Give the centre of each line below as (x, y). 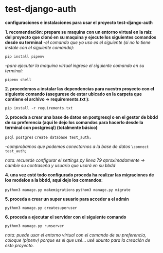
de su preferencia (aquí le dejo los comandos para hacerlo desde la (74, 122)
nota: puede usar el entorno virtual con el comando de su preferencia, (76, 235)
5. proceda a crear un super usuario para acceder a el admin (67, 199)
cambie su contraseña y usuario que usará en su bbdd (60, 165)
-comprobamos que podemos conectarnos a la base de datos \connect (77, 146)
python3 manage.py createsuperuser (41, 208)
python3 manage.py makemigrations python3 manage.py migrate (68, 190)
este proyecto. (19, 245)
